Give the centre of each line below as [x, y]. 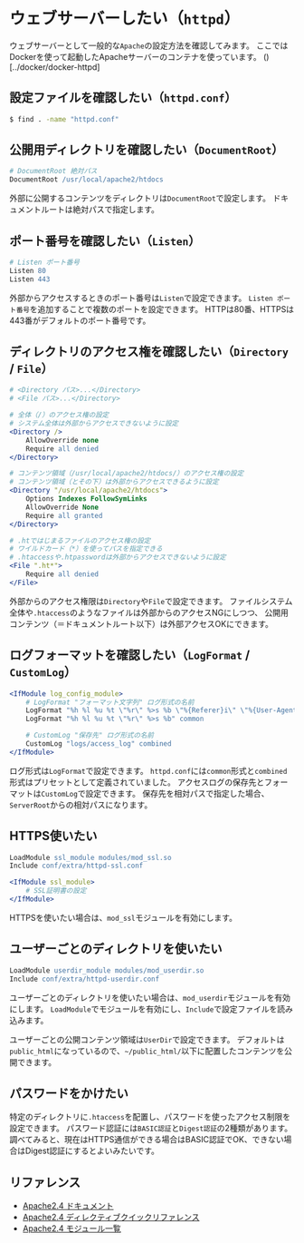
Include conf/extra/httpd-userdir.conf [85, 979]
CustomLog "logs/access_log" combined [99, 744]
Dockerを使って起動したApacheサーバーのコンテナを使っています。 [136, 56]
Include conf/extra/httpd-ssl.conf [76, 866]
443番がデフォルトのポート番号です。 [80, 320]
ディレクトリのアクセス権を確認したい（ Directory [149, 352]
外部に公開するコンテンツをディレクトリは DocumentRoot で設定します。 [140, 198]
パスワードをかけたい [69, 1093]
